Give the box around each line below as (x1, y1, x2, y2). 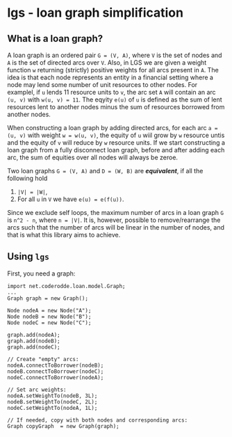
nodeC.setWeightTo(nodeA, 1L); (7, 404, 98, 411)
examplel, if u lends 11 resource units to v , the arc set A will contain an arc (7, 88, 217, 96)
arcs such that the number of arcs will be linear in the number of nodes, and (7, 223, 224, 231)
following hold (7, 174, 48, 182)
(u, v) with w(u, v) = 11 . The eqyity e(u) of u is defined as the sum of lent (7, 95, 222, 104)
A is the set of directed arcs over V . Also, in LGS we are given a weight (7, 58, 207, 67)
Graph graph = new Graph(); (7, 294, 89, 302)
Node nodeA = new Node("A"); (7, 307, 92, 314)
